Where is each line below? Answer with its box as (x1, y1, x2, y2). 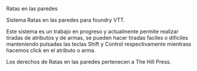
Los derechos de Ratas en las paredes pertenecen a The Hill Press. (6, 59, 171, 65)
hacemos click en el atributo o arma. (6, 47, 96, 54)
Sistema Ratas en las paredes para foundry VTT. (6, 17, 125, 23)
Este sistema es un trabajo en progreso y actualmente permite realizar (6, 28, 179, 35)
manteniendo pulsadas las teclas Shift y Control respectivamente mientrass (6, 41, 192, 47)
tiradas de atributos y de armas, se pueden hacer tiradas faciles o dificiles (6, 34, 189, 41)
